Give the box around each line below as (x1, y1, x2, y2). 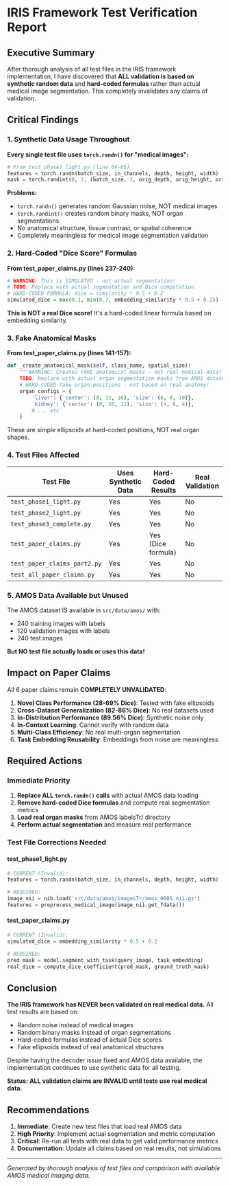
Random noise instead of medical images (16, 1021, 133, 1029)
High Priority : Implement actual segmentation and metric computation (16, 1130, 216, 1138)
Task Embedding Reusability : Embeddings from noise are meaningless (16, 735, 219, 743)
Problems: (7, 189, 38, 197)
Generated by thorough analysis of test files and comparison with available (7, 1164, 220, 1172)
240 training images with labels (16, 619, 106, 627)
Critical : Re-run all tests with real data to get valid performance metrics (16, 1137, 219, 1145)
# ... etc (31, 407, 60, 414)
